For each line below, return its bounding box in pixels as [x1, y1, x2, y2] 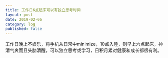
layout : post [5, 12, 33, 17]
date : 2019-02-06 [5, 17, 42, 22]
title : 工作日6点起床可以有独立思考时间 [5, 7, 81, 13]
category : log [5, 21, 36, 27]
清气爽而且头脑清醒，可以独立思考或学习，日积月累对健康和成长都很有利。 [5, 47, 162, 53]
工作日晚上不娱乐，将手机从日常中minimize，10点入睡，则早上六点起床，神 [5, 41, 163, 47]
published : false [5, 26, 42, 32]
